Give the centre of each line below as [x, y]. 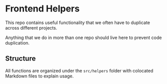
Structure [21, 59]
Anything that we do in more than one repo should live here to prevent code [83, 37]
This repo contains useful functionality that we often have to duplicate [78, 22]
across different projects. [31, 27]
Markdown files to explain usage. [39, 76]
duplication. [17, 42]
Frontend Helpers [43, 9]
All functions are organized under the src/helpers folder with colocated [79, 70]
